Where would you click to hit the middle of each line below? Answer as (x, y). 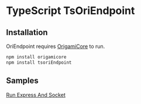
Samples (23, 81)
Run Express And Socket (36, 95)
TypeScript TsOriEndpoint (70, 11)
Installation (27, 32)
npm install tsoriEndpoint (39, 63)
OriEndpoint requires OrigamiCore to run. (56, 46)
